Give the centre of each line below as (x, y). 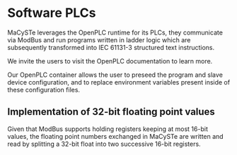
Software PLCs (52, 13)
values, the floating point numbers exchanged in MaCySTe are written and (116, 136)
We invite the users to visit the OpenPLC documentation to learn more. (110, 61)
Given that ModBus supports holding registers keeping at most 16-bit (108, 129)
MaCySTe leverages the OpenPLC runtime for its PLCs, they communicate (115, 32)
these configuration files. (44, 89)
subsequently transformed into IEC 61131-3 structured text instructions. (111, 47)
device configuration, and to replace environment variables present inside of (119, 82)
